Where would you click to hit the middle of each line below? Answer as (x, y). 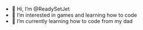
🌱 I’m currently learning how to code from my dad (72, 21)
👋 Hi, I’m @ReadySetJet (40, 9)
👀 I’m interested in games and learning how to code (74, 15)
